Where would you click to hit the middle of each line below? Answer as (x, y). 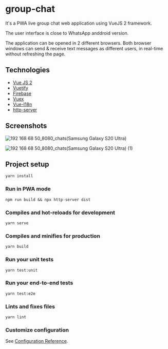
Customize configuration (37, 330)
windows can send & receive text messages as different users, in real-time (84, 48)
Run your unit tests (30, 260)
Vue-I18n (22, 104)
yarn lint (16, 317)
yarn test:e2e (21, 294)
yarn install (19, 176)
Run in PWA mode (28, 189)
